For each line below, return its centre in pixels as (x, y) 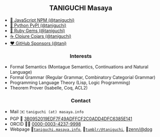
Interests (81, 56)
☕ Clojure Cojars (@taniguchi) (41, 36)
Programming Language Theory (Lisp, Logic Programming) (70, 83)
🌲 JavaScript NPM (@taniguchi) (42, 20)
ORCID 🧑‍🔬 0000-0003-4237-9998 (45, 124)
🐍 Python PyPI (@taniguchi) (38, 25)
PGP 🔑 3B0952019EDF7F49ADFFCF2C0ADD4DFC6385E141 (71, 119)
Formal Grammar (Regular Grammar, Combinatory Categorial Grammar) (82, 77)
